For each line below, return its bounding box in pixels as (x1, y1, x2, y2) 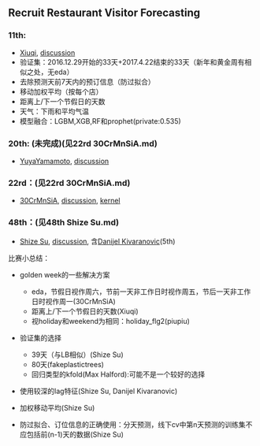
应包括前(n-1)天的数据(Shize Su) (19, 429, 124, 439)
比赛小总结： (8, 253, 50, 262)
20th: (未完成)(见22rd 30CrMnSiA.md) (8, 138, 158, 149)
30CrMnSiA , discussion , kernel (19, 196, 121, 206)
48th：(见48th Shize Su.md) (8, 217, 120, 228)
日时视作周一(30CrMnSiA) (31, 296, 116, 306)
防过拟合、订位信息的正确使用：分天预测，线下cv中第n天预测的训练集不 (19, 419, 253, 429)
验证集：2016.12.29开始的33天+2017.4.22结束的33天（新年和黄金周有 (19, 57, 245, 66)
